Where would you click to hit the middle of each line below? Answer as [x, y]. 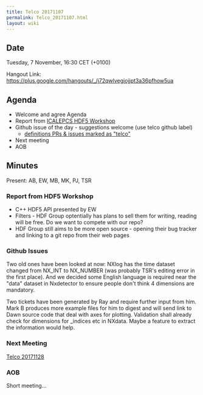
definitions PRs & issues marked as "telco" [77, 134]
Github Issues [27, 251]
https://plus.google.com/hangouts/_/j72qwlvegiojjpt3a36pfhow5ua [90, 81]
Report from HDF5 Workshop [50, 196]
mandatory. [21, 290]
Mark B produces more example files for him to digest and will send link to [99, 308]
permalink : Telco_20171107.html [47, 18]
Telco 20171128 [25, 357]
